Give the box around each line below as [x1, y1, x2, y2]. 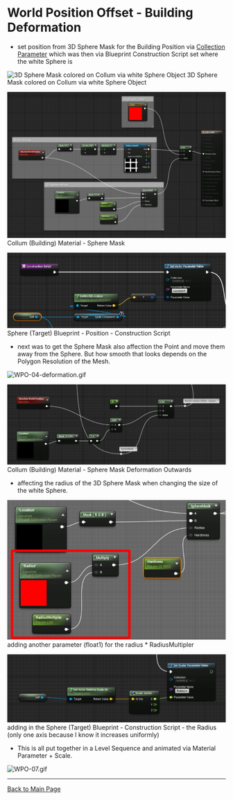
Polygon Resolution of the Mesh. [17, 357, 111, 365]
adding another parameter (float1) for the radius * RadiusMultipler [7, 640, 194, 649]
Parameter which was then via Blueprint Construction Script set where [17, 50, 218, 58]
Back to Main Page [7, 785, 61, 793]
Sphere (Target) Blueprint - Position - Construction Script [7, 329, 171, 338]
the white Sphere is [17, 57, 73, 65]
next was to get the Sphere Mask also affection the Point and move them [17, 342, 225, 351]
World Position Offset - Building [7, 5, 193, 21]
